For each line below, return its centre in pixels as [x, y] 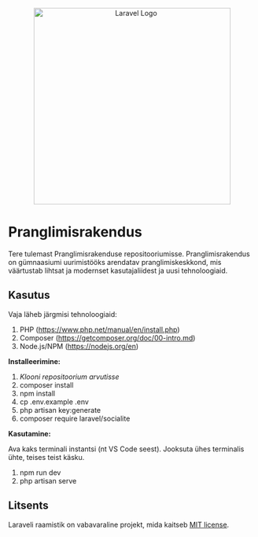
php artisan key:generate [60, 410]
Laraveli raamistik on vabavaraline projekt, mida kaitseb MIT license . [119, 524]
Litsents [28, 506]
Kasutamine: [29, 433]
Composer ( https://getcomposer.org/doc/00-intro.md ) [107, 337]
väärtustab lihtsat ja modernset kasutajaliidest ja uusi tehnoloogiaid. [118, 270]
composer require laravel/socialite [75, 418]
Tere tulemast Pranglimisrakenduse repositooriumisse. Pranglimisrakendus [129, 254]
